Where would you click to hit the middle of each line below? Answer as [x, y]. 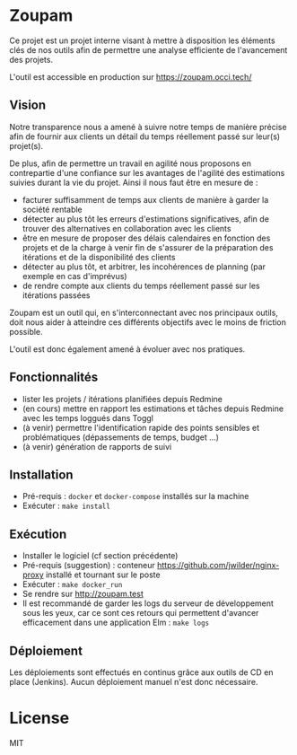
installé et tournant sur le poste [103, 575]
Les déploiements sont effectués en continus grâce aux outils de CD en [141, 672]
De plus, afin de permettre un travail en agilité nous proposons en [131, 163]
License [39, 718]
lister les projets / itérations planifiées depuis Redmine [122, 399]
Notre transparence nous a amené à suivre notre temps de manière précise [148, 127]
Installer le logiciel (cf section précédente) [100, 556]
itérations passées [56, 295]
